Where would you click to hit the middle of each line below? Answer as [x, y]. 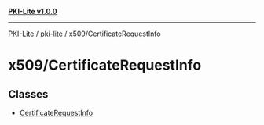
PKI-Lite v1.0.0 [33, 11]
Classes [28, 94]
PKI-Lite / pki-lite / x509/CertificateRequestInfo [84, 34]
